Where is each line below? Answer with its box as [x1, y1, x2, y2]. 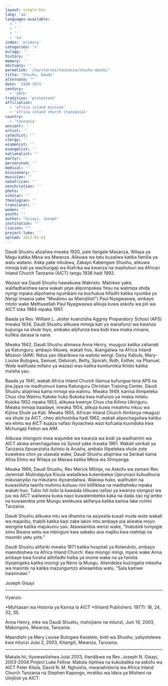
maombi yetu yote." [5, 534, 45, 540]
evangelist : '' [5, 147, 37, 152]
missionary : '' [5, 170, 37, 175]
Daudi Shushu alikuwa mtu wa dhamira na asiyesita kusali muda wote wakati [5, 513, 162, 519]
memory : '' [5, 58, 28, 63]
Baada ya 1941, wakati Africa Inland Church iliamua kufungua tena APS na [5, 378, 157, 384]
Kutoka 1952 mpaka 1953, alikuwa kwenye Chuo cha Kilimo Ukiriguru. [5, 399, 148, 405]
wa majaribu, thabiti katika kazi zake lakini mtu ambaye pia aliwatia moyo [5, 518, 155, 524]
